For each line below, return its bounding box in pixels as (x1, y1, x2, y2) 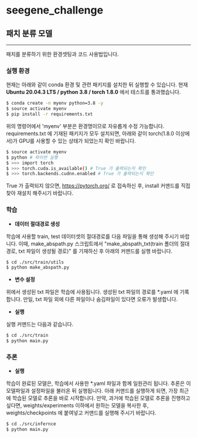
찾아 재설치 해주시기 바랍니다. (6, 189, 74, 197)
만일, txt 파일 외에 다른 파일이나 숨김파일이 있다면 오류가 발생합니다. (23, 296, 178, 303)
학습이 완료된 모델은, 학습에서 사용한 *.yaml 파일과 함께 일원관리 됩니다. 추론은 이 (6, 380, 191, 387)
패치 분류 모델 (6, 28, 53, 38)
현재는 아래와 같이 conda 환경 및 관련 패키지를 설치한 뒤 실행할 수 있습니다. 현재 (6, 81, 188, 88)
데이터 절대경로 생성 (14, 220, 60, 227)
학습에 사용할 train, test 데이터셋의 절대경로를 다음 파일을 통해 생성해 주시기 (6, 233, 179, 240)
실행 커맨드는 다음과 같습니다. (6, 321, 74, 328)
